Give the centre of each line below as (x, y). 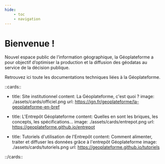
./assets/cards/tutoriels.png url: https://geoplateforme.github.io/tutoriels (86, 147)
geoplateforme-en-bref (36, 107)
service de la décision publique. (37, 68)
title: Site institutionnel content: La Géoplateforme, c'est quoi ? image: (83, 97)
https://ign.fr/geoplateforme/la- (107, 102)
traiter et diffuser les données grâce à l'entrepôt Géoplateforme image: (84, 142)
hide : (10, 10)
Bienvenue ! (30, 43)
